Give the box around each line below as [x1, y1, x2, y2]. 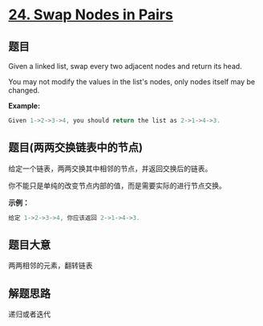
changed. [8, 86, 40, 95]
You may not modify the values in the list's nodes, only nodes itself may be [8, 77, 255, 86]
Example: [8, 101, 41, 110]
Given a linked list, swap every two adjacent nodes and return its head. [8, 62, 242, 71]
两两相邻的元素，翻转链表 [8, 261, 93, 271]
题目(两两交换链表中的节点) [8, 141, 143, 154]
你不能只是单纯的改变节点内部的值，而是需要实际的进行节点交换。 [8, 181, 226, 190]
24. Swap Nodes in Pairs [8, 6, 174, 24]
